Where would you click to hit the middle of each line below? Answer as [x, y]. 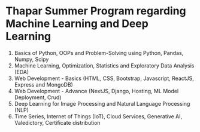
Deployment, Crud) [38, 97]
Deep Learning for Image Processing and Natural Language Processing [102, 103]
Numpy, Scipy [31, 59]
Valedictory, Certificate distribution [57, 122]
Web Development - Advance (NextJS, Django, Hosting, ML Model [96, 91]
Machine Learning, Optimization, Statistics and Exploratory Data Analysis [104, 65]
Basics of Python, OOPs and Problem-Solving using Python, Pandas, [99, 53]
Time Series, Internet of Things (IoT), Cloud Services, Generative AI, [98, 116]
